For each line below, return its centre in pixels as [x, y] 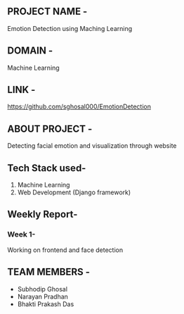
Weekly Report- [42, 214]
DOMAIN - [30, 51]
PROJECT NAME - [47, 12]
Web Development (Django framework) [74, 192]
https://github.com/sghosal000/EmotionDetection [79, 107]
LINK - [21, 90]
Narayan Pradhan [43, 296]
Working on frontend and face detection [65, 250]
